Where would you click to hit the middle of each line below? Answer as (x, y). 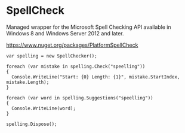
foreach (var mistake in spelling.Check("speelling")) (76, 66)
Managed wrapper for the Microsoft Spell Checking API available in (89, 27)
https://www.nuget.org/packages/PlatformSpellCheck (72, 45)
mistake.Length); (28, 82)
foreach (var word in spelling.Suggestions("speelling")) (80, 98)
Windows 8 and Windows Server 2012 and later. (65, 33)
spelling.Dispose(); (32, 124)
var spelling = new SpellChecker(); (52, 56)
